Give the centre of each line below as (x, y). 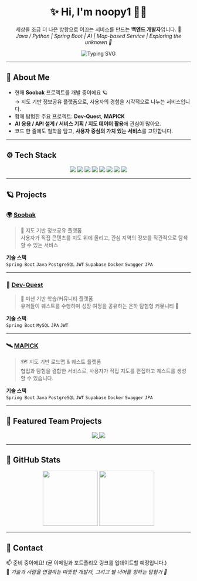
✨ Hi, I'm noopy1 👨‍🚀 (98, 12)
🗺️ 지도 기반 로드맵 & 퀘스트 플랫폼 (61, 362)
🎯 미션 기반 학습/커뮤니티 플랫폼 (57, 298)
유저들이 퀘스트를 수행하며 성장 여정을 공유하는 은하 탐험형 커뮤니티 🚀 (99, 306)
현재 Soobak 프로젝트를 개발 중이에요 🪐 (61, 92)
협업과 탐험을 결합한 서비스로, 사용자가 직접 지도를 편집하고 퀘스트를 (98, 371)
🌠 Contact (25, 548)
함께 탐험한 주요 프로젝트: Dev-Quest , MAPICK (69, 116)
